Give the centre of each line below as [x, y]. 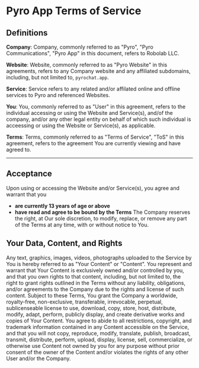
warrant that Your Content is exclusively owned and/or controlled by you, [95, 270]
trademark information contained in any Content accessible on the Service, [98, 327]
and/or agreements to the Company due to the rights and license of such [95, 289]
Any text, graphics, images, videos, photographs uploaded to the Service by [99, 257]
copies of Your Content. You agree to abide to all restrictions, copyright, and [99, 321]
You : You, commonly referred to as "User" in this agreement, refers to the [96, 107]
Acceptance [29, 174]
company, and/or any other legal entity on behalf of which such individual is [99, 119]
